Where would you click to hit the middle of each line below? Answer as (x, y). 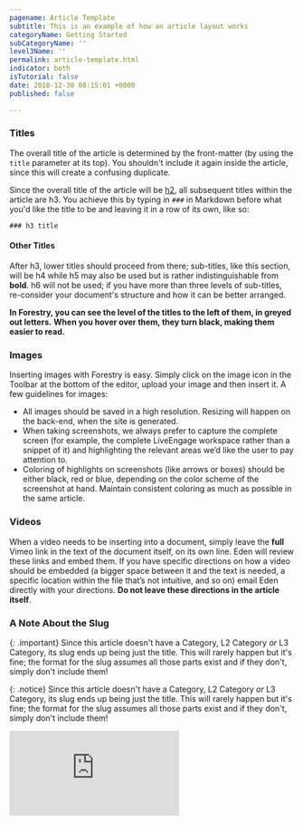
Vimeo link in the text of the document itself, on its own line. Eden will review (152, 551)
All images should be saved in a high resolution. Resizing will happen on (156, 412)
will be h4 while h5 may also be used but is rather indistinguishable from (144, 276)
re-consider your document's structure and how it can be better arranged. (148, 295)
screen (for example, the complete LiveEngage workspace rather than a (156, 441)
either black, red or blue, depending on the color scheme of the (141, 479)
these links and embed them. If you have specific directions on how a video (150, 561)
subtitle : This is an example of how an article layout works (129, 26)
